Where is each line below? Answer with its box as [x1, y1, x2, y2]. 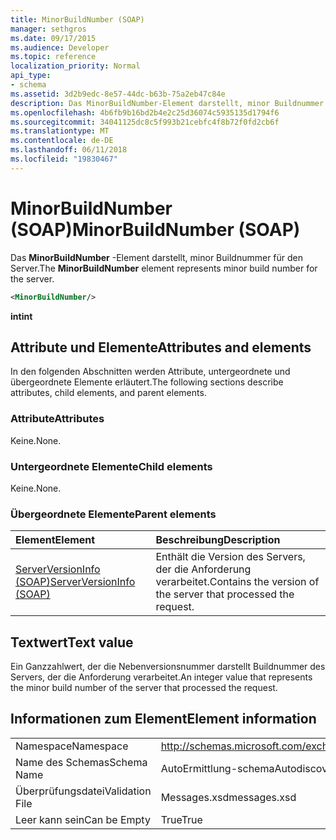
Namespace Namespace [15, 739, 129, 753]
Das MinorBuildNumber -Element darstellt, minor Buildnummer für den [10, 251, 304, 263]
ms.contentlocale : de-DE [10, 136, 114, 146]
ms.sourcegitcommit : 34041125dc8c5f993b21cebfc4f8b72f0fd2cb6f [10, 117, 280, 127]
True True [160, 812, 203, 826]
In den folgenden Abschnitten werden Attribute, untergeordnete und [10, 366, 291, 378]
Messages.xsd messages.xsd [160, 790, 297, 804]
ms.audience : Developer [10, 42, 110, 53]
